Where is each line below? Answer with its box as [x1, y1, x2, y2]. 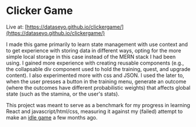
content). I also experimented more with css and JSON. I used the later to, [6, 72, 184, 79]
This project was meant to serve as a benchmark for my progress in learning [6, 101, 190, 108]
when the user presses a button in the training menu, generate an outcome [6, 77, 187, 85]
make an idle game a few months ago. [6, 114, 98, 121]
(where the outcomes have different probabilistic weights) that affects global [6, 84, 191, 91]
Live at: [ [6, 23, 27, 30]
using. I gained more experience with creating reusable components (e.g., [6, 59, 184, 66]
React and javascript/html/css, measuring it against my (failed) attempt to [6, 108, 183, 115]
